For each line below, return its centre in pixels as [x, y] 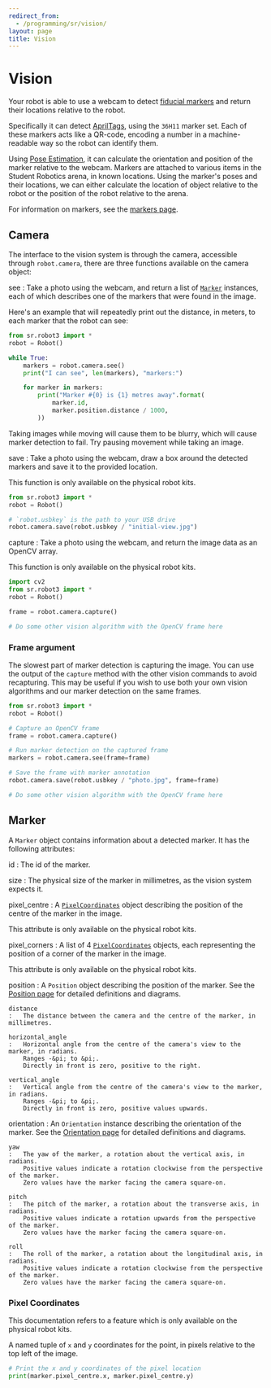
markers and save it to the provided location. [83, 466]
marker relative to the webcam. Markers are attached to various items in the [135, 168]
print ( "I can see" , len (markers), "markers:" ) [103, 373]
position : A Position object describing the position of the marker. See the [132, 985]
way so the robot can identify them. [99, 143]
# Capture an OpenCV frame [54, 728]
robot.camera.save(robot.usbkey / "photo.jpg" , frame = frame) [114, 781]
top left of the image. [43, 1353]
